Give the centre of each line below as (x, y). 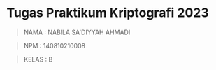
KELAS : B (38, 59)
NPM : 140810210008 (54, 45)
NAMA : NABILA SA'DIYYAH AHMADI (77, 32)
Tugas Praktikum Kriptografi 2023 (108, 13)
